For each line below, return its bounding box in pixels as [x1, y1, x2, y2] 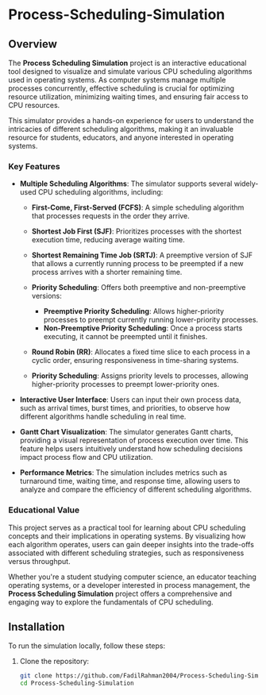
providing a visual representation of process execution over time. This [19, 435, 249, 446]
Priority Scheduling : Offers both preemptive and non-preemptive [31, 283, 246, 292]
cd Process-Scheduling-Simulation [19, 679, 134, 688]
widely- [233, 179, 259, 188]
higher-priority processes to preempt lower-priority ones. [31, 380, 220, 389]
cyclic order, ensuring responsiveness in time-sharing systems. [31, 356, 239, 365]
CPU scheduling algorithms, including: [38, 187, 164, 197]
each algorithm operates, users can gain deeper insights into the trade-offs [8, 539, 254, 549]
